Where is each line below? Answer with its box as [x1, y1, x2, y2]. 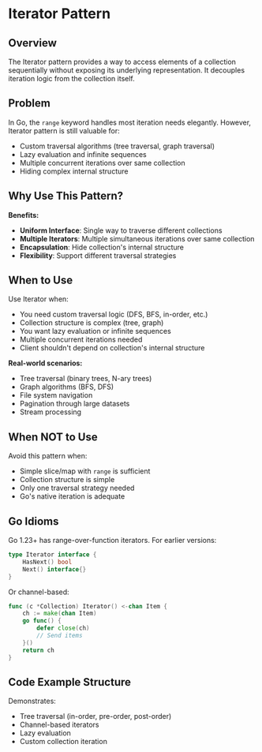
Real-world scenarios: [8, 358, 83, 368]
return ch [22, 646, 55, 654]
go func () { [22, 617, 62, 625]
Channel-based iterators [19, 720, 99, 730]
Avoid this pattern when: [8, 451, 88, 461]
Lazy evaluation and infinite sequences [19, 149, 148, 159]
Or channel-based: [8, 587, 69, 597]
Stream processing [19, 407, 81, 417]
